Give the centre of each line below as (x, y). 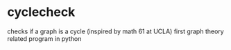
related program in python (44, 38)
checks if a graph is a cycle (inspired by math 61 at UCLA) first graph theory (115, 31)
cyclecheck (41, 12)
